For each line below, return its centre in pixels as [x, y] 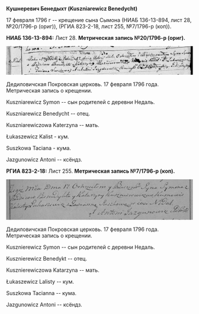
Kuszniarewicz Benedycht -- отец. [48, 113]
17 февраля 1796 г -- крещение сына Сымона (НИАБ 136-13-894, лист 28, [99, 20]
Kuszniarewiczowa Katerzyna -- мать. [53, 125]
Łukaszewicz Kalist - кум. [38, 137]
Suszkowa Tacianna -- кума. [41, 293]
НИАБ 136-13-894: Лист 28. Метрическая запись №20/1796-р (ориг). [96, 38]
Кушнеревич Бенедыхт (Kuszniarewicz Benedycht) [72, 9]
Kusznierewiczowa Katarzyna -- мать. [53, 270]
